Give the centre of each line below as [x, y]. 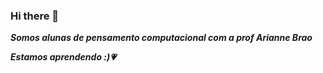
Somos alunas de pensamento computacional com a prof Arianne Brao [161, 38]
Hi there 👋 [35, 16]
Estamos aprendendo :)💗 [63, 57]
